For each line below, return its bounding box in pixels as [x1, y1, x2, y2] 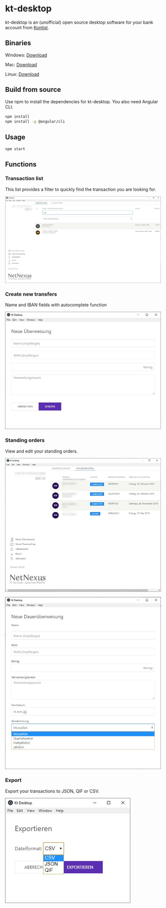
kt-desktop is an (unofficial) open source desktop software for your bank [5, 19, 154, 25]
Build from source [5, 85, 61, 94]
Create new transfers [5, 290, 57, 297]
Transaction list [5, 175, 43, 182]
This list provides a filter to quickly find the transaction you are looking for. [5, 186, 157, 192]
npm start [5, 147, 26, 152]
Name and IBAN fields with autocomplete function [5, 302, 107, 308]
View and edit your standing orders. [5, 448, 78, 454]
